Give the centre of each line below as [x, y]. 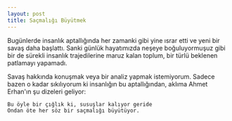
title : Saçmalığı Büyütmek [47, 20]
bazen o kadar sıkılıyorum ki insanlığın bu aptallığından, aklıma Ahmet [108, 84]
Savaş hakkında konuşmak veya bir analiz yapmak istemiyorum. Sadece [111, 76]
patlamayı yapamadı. [37, 63]
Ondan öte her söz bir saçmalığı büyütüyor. [73, 110]
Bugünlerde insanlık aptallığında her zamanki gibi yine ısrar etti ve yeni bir [114, 40]
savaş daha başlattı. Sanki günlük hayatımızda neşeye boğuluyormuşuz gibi [117, 48]
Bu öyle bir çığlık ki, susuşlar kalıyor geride [80, 104]
